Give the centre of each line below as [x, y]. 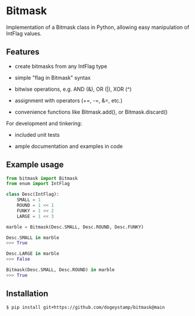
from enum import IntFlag [38, 184]
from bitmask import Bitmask [42, 178]
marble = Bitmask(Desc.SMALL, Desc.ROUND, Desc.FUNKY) [75, 227]
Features [23, 52]
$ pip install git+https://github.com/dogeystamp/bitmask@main [86, 307]
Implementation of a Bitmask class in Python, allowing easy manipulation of [98, 27]
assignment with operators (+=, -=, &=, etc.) [69, 100]
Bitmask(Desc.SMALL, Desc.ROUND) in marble [61, 270]
